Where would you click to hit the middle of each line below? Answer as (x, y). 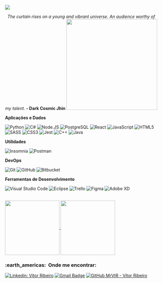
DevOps (13, 160)
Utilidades (15, 141)
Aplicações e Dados (25, 118)
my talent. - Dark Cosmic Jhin (35, 108)
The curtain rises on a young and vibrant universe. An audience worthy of (81, 16)
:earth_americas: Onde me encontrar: (51, 265)
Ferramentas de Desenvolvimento (40, 179)
